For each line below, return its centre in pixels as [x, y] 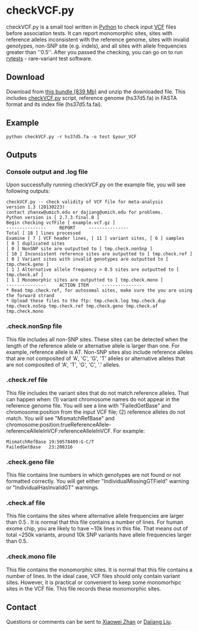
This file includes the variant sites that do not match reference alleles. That [97, 393]
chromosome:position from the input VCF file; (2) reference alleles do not [96, 412]
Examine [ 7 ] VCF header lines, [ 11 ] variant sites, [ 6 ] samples [95, 239]
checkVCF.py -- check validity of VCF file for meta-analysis [85, 202]
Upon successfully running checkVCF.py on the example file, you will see [96, 185]
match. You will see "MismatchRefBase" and [60, 418]
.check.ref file [27, 380]
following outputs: [28, 191]
